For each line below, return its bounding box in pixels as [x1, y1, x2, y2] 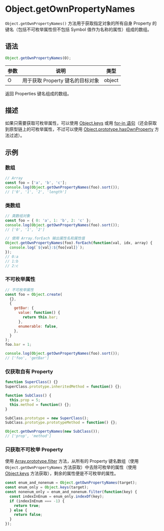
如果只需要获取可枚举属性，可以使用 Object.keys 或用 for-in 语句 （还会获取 [5, 120, 157, 126]
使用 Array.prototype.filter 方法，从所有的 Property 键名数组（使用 [5, 458, 139, 464]
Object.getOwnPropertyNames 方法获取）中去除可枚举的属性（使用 [5, 464, 137, 470]
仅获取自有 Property [5, 368, 53, 375]
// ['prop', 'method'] [5, 434, 52, 439]
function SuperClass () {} [5, 380, 58, 385]
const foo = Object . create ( [5, 292, 63, 297]
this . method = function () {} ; [9, 402, 71, 407]
